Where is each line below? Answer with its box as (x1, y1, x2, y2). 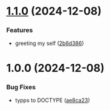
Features (6, 26, 33, 35)
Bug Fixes (6, 83, 36, 91)
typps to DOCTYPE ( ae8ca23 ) (15, 96, 90, 104)
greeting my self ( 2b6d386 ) (15, 40, 85, 47)
